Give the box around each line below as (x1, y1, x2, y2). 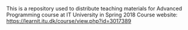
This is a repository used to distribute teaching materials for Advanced (6, 5, 183, 12)
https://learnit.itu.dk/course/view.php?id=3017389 (6, 18, 132, 24)
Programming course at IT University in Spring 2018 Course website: (6, 11, 178, 18)
